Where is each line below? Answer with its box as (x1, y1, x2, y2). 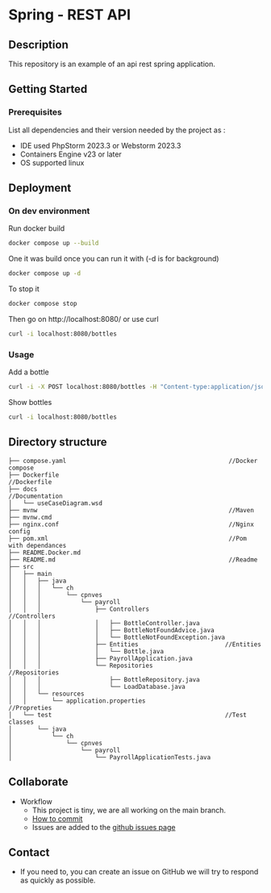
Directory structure (8, 436, 107, 449)
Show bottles (8, 398, 52, 407)
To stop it (8, 284, 40, 294)
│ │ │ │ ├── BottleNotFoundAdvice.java (8, 626, 215, 634)
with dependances (8, 541, 67, 549)
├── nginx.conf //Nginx (8, 520, 254, 528)
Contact (8, 845, 50, 859)
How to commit (31, 813, 83, 824)
